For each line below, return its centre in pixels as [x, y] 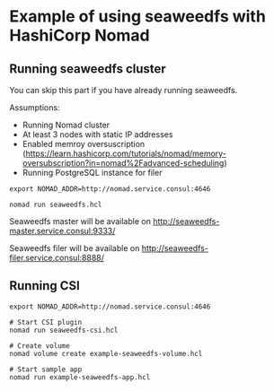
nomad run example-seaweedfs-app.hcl [80, 377]
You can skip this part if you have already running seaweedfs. [124, 90]
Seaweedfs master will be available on [80, 221]
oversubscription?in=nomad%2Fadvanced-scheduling [123, 163]
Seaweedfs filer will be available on [75, 248]
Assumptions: [35, 108]
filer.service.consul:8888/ [57, 258]
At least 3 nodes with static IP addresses [97, 135]
